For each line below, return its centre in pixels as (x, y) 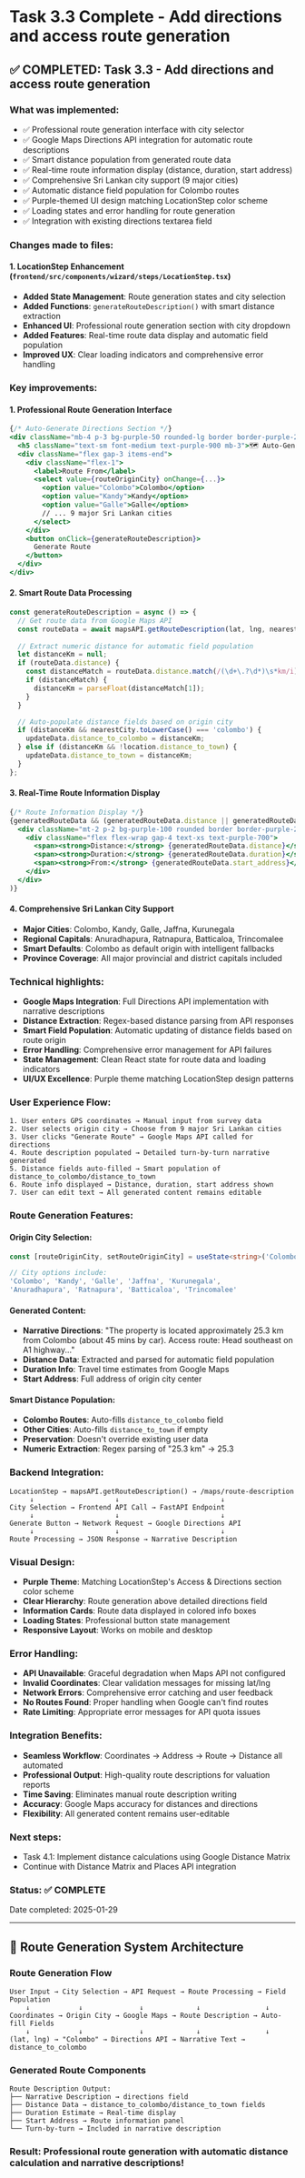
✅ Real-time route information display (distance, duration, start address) (157, 169)
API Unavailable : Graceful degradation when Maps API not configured (154, 1673)
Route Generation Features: (71, 1216)
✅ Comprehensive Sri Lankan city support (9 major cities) (130, 180)
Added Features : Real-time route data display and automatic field (145, 335)
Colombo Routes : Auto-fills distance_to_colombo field (123, 1420)
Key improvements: (54, 387)
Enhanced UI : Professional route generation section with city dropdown (156, 326)
